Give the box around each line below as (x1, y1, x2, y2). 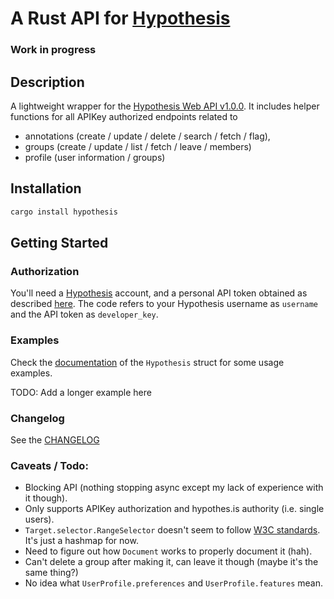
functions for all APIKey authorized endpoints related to (10, 110, 238, 122)
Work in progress (10, 43, 97, 57)
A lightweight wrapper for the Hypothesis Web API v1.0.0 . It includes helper (10, 100, 320, 112)
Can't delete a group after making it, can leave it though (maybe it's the (24, 556, 319, 568)
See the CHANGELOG (10, 433, 100, 446)
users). (24, 513, 55, 526)
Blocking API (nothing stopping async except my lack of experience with (24, 482, 324, 494)
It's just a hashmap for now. (24, 535, 139, 547)
